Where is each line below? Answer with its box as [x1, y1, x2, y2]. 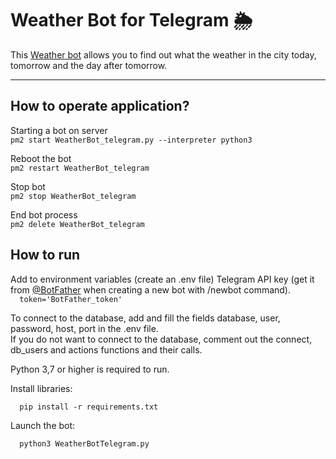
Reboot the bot [10, 152, 72, 164]
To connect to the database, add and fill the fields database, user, [10, 312, 281, 324]
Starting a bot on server [10, 124, 108, 136]
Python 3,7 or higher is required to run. [10, 363, 170, 375]
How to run [10, 247, 81, 264]
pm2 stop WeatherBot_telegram [10, 191, 137, 201]
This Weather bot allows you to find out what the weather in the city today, [10, 48, 317, 61]
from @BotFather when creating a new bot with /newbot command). [10, 283, 292, 296]
